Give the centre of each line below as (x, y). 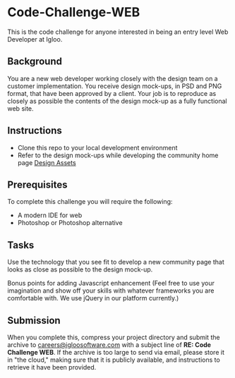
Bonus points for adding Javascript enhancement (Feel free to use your (111, 283)
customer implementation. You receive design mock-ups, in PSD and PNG (115, 86)
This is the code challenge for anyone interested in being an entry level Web (118, 32)
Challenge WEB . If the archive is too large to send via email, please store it (116, 352)
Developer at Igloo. (35, 39)
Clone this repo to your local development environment (97, 147)
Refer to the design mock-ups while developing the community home (118, 155)
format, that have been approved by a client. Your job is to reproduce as (112, 93)
